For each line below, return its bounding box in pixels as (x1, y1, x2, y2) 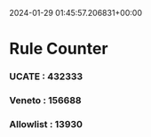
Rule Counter (9, 39, 108, 59)
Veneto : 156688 (9, 94, 82, 107)
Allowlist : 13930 (9, 117, 83, 130)
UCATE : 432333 (9, 70, 83, 83)
